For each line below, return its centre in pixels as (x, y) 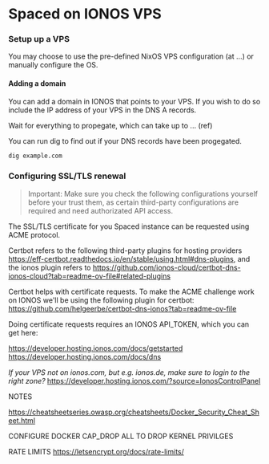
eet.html (22, 420)
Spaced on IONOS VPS (85, 14)
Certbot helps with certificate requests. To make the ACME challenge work (131, 291)
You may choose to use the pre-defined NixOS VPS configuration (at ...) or (131, 56)
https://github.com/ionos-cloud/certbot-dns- (167, 267)
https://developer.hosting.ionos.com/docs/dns (85, 356)
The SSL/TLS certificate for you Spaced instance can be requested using (129, 226)
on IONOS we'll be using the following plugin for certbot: (101, 300)
